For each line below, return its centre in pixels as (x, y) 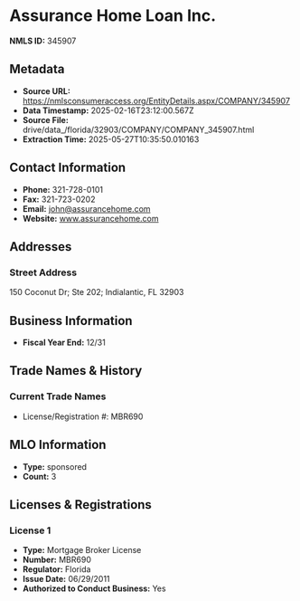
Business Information (71, 321)
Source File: (46, 119)
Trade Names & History (76, 371)
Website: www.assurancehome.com (91, 218)
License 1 (30, 530)
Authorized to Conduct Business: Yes (94, 588)
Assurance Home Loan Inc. (113, 16)
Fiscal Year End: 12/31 (64, 343)
